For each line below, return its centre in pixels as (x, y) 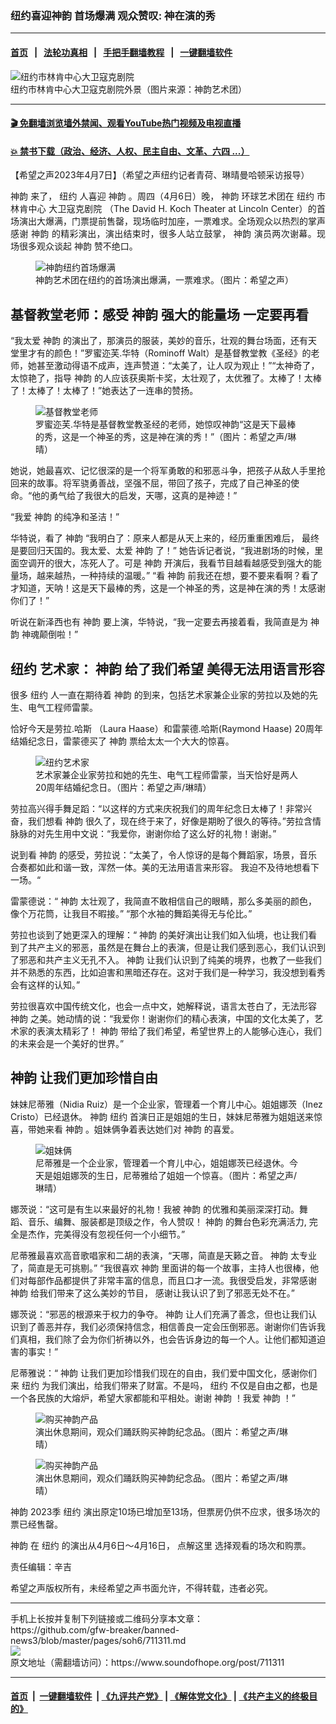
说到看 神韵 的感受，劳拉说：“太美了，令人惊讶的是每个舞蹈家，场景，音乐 (164, 854)
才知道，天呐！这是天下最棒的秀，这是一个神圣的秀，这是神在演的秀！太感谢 (168, 588)
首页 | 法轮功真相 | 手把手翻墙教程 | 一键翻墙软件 (121, 52)
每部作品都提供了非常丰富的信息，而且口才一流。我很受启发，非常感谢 (172, 1280)
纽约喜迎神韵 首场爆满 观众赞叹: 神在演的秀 (113, 15)
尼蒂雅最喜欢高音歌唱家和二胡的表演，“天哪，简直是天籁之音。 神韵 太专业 (164, 1255)
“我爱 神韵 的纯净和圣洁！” (65, 517)
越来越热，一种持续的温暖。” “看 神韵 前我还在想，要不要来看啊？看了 (178, 576)
